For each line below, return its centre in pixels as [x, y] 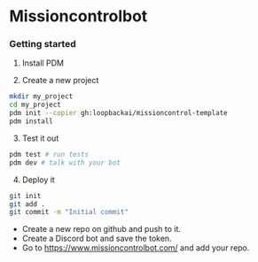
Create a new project [60, 81]
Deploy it [38, 180]
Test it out [40, 138]
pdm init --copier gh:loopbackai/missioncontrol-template [118, 113]
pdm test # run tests [49, 154]
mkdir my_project [41, 96]
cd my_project [35, 105]
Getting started [43, 44]
